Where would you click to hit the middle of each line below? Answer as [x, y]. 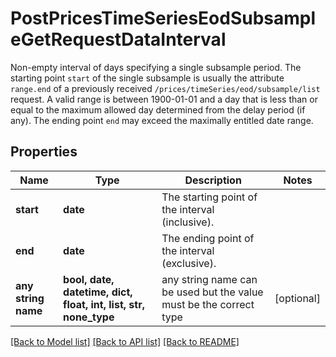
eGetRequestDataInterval [118, 39]
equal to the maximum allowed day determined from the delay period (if [158, 109]
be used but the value [212, 292]
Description [213, 180]
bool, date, [89, 279]
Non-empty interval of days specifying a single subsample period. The [156, 67]
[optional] [297, 298]
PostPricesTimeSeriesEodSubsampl [163, 18]
